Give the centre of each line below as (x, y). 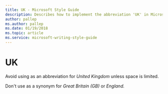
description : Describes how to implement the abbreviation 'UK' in (77, 14)
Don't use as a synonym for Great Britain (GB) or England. (65, 86)
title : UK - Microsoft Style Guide (42, 10)
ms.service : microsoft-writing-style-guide (51, 38)
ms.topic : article (24, 33)
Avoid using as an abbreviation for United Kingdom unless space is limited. (82, 76)
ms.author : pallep (24, 24)
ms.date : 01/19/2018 (27, 28)
